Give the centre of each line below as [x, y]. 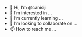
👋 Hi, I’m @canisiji [28, 8]
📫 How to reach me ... [33, 29]
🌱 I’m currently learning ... [36, 18]
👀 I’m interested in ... [31, 13]
